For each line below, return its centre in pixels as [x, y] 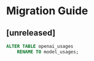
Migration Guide [47, 11]
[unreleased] [31, 33]
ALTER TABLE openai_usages [40, 46]
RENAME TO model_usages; [48, 52]
